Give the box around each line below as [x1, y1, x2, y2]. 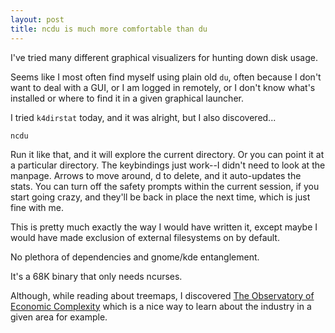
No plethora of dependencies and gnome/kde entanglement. [10, 251, 260, 263]
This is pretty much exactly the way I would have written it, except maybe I [10, 221, 318, 233]
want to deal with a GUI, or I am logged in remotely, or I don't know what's [10, 81, 316, 93]
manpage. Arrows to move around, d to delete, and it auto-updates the [10, 169, 302, 181]
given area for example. [10, 311, 108, 323]
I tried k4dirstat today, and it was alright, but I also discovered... [10, 111, 277, 123]
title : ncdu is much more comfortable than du [10, 24, 208, 34]
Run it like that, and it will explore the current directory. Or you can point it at [10, 148, 325, 160]
